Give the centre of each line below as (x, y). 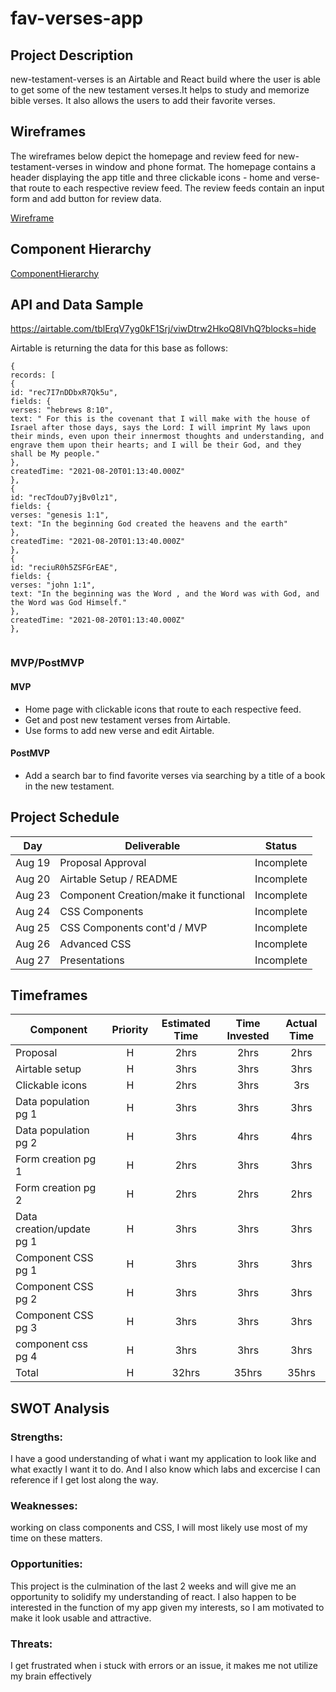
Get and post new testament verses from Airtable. (127, 719)
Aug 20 (33, 879)
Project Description (72, 55)
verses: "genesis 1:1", (60, 515)
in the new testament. (69, 786)
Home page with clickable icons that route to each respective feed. (163, 709)
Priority (130, 1030)
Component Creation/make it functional (152, 895)
